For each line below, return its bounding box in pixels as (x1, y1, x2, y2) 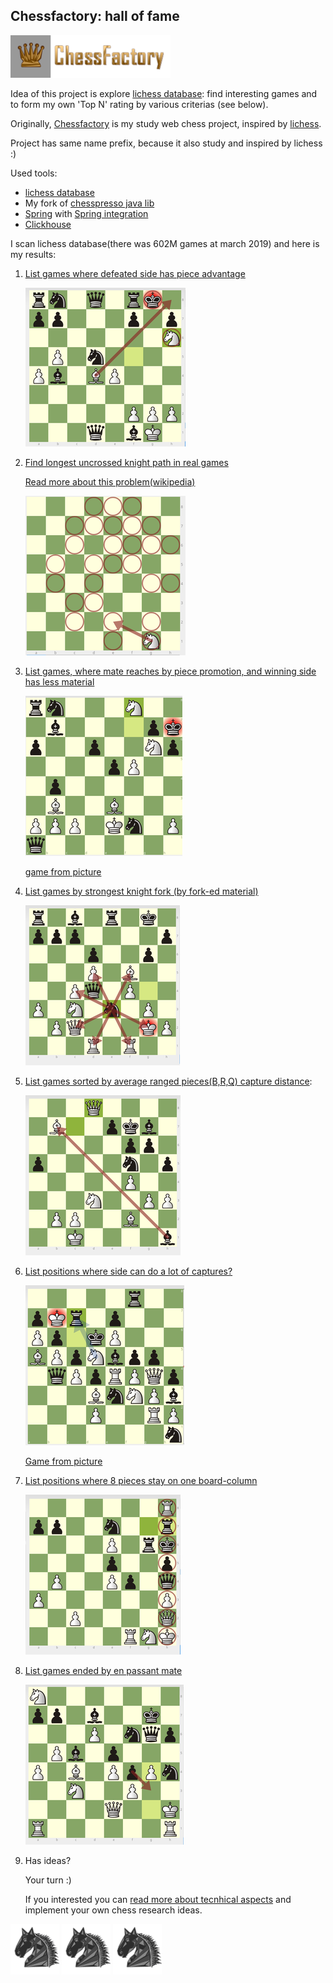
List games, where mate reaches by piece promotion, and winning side (24, 665, 317, 677)
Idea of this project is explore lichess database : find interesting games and (10, 87, 318, 99)
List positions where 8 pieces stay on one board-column (24, 1474, 258, 1486)
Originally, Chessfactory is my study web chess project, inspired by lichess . (10, 117, 322, 129)
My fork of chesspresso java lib (24, 197, 155, 209)
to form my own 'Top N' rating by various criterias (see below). (10, 98, 269, 110)
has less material (24, 675, 95, 688)
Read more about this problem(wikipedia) (24, 475, 196, 488)
